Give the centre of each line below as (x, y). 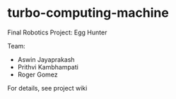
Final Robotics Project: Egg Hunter (57, 32)
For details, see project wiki (47, 88)
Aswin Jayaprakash (46, 59)
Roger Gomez (37, 74)
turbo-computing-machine (88, 13)
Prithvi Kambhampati (48, 67)
